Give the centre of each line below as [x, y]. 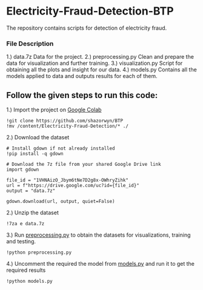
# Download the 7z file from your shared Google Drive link [84, 165]
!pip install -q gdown [35, 154]
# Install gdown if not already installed [61, 149]
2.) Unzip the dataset [32, 213]
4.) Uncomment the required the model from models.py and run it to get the [101, 264]
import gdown [23, 170]
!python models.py [29, 282]
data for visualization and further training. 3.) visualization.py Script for [95, 63]
